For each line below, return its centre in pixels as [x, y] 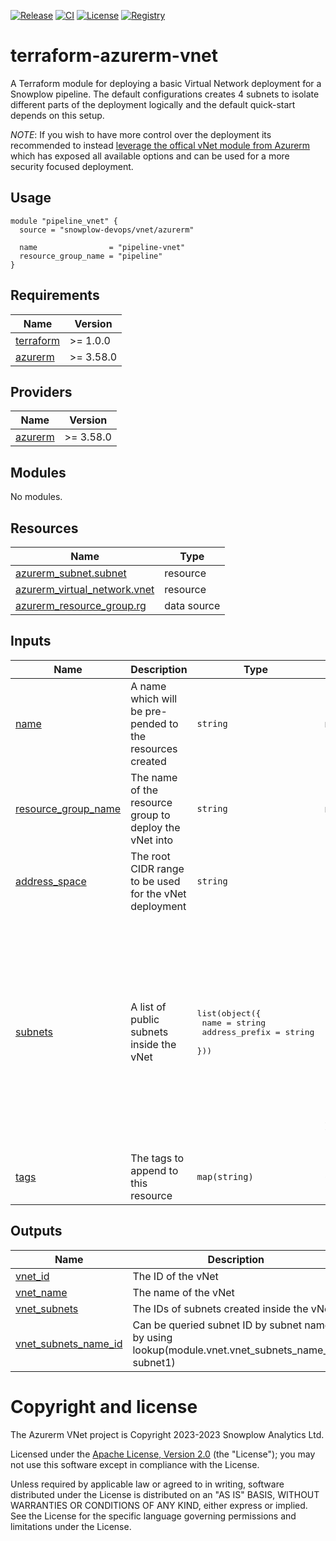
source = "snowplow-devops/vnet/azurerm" [107, 230]
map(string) [225, 1176]
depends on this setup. [57, 115]
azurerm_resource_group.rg [81, 605]
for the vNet [158, 893]
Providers [41, 391]
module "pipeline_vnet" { [64, 221]
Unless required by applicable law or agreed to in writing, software [147, 1484]
